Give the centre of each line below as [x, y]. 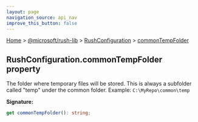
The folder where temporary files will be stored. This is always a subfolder [99, 84]
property [23, 69]
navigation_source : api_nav [42, 18]
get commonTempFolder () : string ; [49, 113]
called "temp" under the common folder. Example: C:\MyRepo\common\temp [98, 90]
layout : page [23, 12]
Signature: [20, 102]
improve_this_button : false [42, 23]
